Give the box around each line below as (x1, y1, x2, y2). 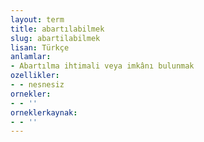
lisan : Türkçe (10, 42, 70, 53)
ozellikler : (10, 71, 60, 81)
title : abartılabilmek (10, 24, 105, 34)
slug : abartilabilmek (10, 33, 101, 43)
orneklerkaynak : (10, 107, 78, 118)
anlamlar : (10, 52, 52, 62)
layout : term (10, 14, 65, 25)
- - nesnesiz (10, 80, 65, 90)
